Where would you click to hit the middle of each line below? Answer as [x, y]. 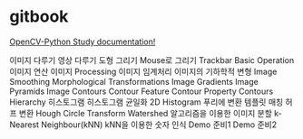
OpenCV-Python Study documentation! [83, 42]
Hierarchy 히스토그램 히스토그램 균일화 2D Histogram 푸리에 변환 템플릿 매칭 [147, 102]
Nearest [24, 125]
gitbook [39, 17]
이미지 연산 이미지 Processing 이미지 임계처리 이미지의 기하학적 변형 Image [143, 71]
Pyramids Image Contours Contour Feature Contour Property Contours [142, 91]
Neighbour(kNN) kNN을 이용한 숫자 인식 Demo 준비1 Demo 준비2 [159, 125]
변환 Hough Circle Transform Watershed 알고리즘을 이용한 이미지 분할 [145, 113]
